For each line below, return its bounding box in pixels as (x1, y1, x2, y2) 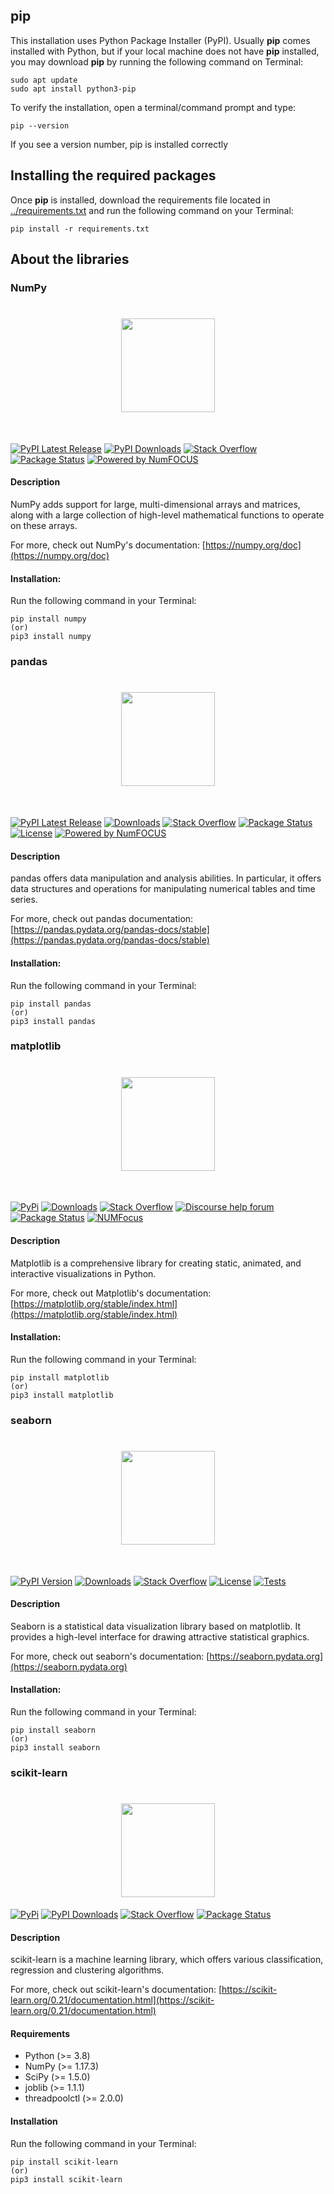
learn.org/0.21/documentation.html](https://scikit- (10, 1994, 215, 2006)
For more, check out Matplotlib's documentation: (10, 1287, 212, 1299)
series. (10, 894, 38, 906)
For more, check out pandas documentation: (10, 913, 194, 925)
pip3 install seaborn (10, 1743, 101, 1753)
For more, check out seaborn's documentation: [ (10, 1650, 210, 1662)
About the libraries (10, 251, 130, 268)
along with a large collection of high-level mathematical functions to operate (10, 509, 325, 521)
